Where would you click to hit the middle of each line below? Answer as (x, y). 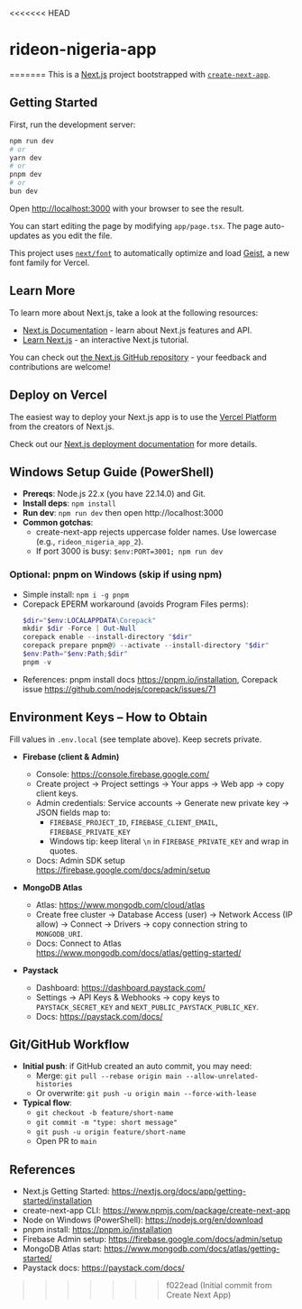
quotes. (64, 850)
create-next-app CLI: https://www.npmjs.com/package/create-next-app (156, 1211)
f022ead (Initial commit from (219, 1286)
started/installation (57, 1201)
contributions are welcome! (60, 366)
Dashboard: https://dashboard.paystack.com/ (120, 987)
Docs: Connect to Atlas (78, 943)
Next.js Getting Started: (66, 1191)
